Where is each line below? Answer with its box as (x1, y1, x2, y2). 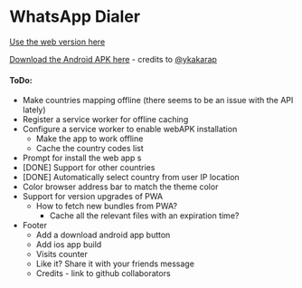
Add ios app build (35, 239, 102, 250)
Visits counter (35, 249, 89, 260)
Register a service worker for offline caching (22, 114, 189, 125)
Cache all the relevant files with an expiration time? (49, 210, 240, 221)
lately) (22, 104, 47, 115)
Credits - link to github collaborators (35, 268, 171, 279)
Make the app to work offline (35, 133, 144, 144)
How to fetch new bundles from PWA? (35, 201, 178, 212)
